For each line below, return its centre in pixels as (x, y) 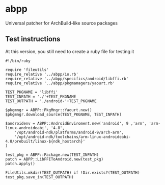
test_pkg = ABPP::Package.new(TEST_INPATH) (52, 155)
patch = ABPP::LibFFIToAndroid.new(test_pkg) (54, 159)
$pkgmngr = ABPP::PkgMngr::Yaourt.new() (49, 110)
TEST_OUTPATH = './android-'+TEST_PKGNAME (51, 101)
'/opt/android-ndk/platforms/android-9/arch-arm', (69, 132)
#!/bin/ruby (18, 61)
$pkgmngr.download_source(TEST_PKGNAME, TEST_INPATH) (64, 114)
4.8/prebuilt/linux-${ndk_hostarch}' (45, 141)
